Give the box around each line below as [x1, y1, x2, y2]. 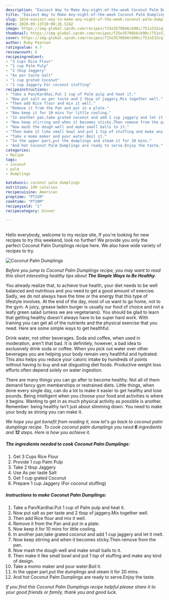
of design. [13, 558, 34, 564]
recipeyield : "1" [6, 203, 42, 209]
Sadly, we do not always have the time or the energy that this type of [6, 293, 148, 299]
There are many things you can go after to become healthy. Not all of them [6, 377, 160, 383]
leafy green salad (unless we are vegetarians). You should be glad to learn [6, 309, 159, 315]
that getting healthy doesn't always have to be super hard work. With [6, 315, 148, 321]
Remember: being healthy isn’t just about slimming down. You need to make [6, 404, 162, 410]
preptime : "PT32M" [6, 194, 44, 199]
